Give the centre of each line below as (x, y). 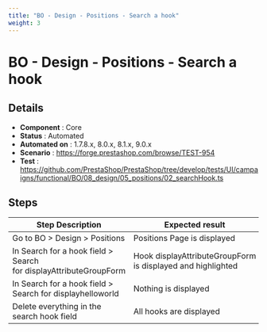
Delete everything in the (57, 307)
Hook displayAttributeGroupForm (195, 256)
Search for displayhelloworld (66, 294)
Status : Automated (52, 135)
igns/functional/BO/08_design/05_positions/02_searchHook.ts (122, 177)
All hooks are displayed (176, 311)
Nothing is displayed (171, 288)
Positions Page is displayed (184, 239)
